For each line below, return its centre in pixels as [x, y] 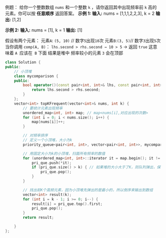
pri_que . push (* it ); [51, 163]
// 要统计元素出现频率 [43, 108]
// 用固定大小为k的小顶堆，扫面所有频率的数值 [64, 154]
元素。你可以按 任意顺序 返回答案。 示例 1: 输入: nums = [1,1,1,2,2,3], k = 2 [80, 13]
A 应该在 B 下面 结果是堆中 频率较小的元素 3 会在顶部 [69, 53]
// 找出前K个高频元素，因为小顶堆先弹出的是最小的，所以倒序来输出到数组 [88, 190]
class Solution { [23, 62]
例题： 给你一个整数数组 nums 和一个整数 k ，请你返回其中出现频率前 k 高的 [81, 7]
